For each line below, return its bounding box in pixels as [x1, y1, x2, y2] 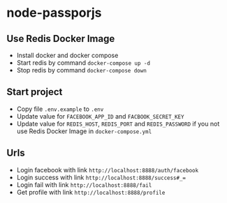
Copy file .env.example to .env [16, 105, 104, 113]
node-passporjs [6, 5, 102, 21]
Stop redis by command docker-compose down [16, 66, 147, 74]
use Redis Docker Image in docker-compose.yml [16, 127, 152, 135]
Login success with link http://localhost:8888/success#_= [16, 173, 186, 181]
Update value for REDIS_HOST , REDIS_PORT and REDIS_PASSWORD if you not [16, 119, 220, 128]
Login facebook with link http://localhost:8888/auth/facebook [16, 165, 199, 174]
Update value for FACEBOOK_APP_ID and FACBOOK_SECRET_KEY [16, 112, 184, 120]
